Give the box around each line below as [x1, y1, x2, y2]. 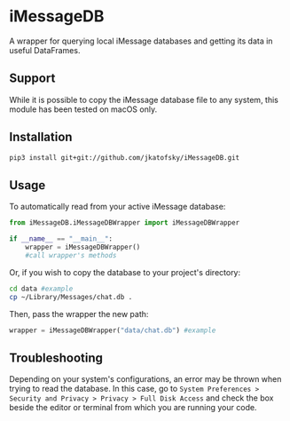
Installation [9, 130, 73, 145]
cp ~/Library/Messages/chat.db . [9, 292, 133, 301]
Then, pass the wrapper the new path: [9, 308, 149, 319]
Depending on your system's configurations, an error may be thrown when [9, 374, 282, 385]
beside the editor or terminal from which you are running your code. [9, 402, 257, 413]
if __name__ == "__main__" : [9, 234, 114, 243]
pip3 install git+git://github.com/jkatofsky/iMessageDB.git [9, 153, 240, 162]
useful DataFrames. [9, 44, 81, 55]
